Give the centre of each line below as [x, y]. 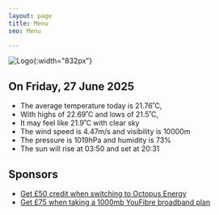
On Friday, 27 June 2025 [72, 86]
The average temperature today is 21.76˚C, [91, 106]
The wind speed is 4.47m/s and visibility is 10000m [105, 132]
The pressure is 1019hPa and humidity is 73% [96, 140]
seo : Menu [25, 31]
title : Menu [28, 23]
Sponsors [33, 174]
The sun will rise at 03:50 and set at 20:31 [90, 149]
